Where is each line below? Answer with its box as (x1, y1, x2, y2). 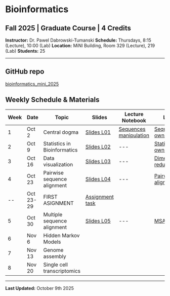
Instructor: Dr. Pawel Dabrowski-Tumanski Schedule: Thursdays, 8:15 (5, 37, 152, 43)
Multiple (43, 211, 63, 218)
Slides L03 (85, 158, 111, 165)
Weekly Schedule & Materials (5, 95, 100, 104)
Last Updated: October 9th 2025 (5, 285, 74, 291)
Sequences (118, 125, 146, 132)
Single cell (43, 261, 68, 268)
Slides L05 (85, 217, 111, 224)
